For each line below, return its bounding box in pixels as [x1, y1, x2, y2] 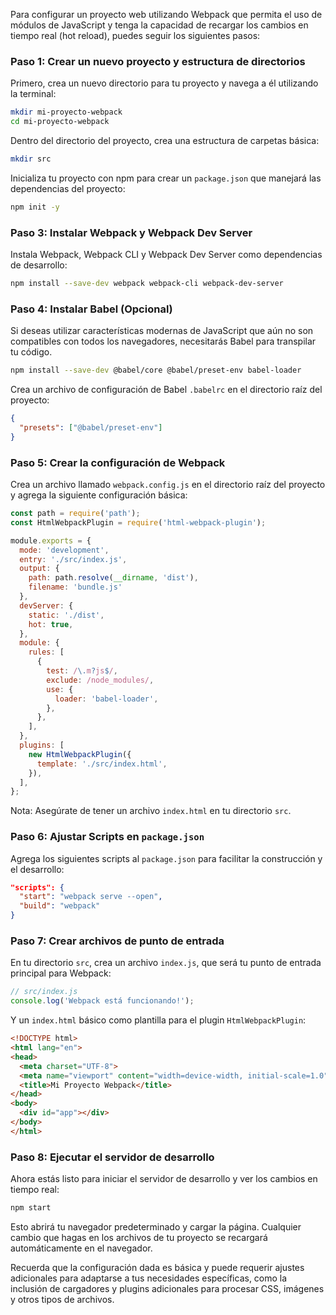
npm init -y [10, 202, 60, 212]
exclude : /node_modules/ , [46, 675, 155, 685]
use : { [46, 684, 74, 694]
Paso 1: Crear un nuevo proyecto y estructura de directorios [10, 54, 306, 68]
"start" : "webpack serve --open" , [19, 892, 163, 902]
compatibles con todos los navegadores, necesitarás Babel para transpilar [10, 335, 317, 348]
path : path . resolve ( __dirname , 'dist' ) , [28, 573, 199, 583]
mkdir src [10, 154, 52, 164]
